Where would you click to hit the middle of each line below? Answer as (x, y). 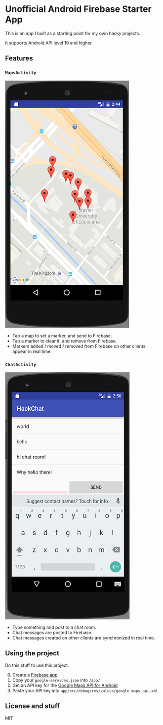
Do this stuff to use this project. (37, 665)
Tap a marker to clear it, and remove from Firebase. (64, 341)
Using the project (32, 653)
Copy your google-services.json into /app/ (56, 680)
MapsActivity (21, 73)
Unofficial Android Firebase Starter (78, 9)
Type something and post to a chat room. (54, 627)
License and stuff (33, 706)
